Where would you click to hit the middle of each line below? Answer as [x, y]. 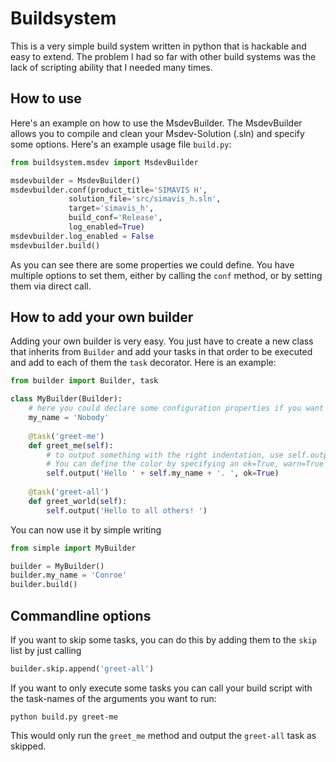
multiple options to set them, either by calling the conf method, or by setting [166, 275]
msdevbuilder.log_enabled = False [82, 236]
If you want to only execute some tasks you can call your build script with [161, 688]
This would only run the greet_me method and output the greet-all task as [163, 735]
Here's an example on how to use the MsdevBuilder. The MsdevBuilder [156, 123]
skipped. [28, 746]
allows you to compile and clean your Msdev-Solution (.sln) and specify [157, 133]
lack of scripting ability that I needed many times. [111, 67]
